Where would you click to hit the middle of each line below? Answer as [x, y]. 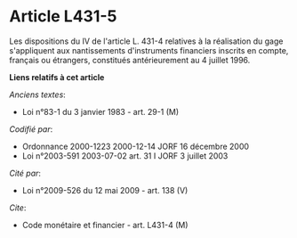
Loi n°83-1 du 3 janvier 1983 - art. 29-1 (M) [100, 111]
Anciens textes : [38, 94]
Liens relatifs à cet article [57, 77]
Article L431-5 [63, 16]
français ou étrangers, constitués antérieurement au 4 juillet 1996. [130, 60]
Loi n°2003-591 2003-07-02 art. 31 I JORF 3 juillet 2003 [125, 156]
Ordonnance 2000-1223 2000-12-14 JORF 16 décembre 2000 [136, 146]
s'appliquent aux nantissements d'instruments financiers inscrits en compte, [149, 50]
